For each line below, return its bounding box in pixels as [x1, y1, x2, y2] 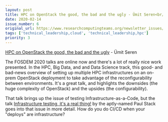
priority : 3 [5, 36, 30, 41]
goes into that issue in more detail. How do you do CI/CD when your [5, 106, 145, 112]
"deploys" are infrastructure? [5, 111, 65, 117]
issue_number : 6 [5, 21, 39, 27]
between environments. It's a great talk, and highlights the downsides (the [5, 80, 158, 86]
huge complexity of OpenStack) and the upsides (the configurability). [5, 85, 148, 91]
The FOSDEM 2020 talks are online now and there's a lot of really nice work [5, 59, 161, 65]
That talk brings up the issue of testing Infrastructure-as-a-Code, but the [5, 95, 155, 101]
